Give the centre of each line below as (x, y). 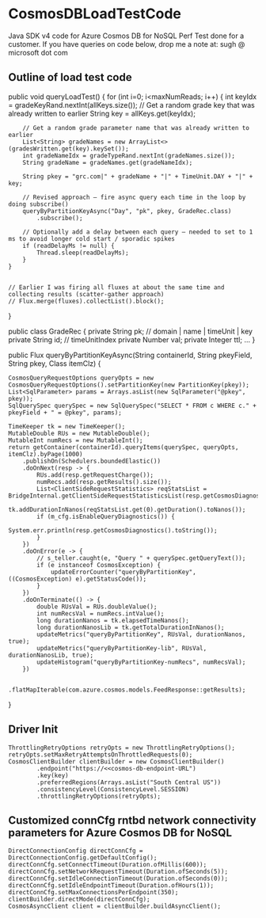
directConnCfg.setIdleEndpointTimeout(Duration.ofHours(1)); (111, 886)
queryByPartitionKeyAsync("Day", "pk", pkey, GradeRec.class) (127, 211)
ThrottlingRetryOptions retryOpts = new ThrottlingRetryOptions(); (122, 748)
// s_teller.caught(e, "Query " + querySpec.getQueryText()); (141, 558)
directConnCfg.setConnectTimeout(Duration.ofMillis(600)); (108, 865)
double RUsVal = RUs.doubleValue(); (97, 607)
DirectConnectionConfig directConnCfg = (76, 851)
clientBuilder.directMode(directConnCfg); (79, 900)
